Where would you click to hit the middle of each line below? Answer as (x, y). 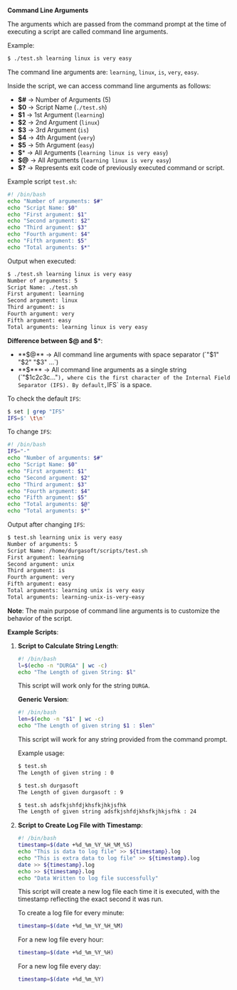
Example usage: (41, 753)
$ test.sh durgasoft (48, 786)
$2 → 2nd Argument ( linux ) (59, 122)
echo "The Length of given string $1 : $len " (86, 726)
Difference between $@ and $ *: (55, 340)
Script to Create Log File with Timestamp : (80, 826)
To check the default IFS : (44, 399)
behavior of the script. (40, 618)
